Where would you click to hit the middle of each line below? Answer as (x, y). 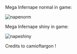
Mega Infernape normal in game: (38, 7)
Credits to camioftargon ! (31, 46)
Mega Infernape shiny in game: (37, 26)
